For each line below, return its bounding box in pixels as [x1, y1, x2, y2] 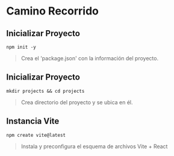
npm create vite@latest [6, 132, 66, 138]
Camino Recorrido [6, 4, 99, 18]
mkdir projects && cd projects [6, 88, 85, 94]
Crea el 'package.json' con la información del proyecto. [20, 55, 158, 61]
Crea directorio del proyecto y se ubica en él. [20, 98, 134, 106]
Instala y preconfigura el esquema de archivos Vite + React [20, 143, 168, 150]
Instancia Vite [6, 116, 60, 126]
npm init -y [6, 44, 36, 50]
